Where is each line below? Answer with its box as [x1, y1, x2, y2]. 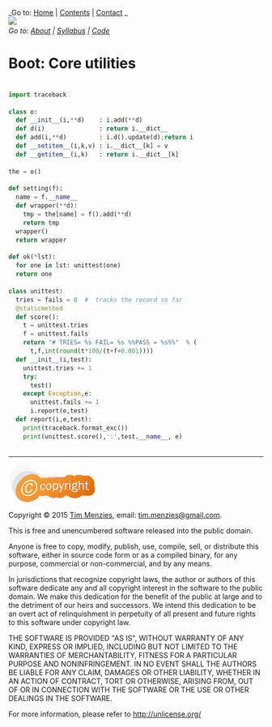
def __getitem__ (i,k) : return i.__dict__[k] [15, 150, 180, 158]
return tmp [23, 219, 60, 227]
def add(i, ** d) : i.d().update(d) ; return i [15, 134, 194, 142]
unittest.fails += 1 [29, 398, 100, 407]
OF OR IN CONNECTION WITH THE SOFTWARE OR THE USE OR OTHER [8, 685, 249, 695]
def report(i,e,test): [15, 416, 92, 424]
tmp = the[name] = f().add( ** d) [23, 211, 132, 219]
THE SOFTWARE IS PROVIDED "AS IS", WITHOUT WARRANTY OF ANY [8, 633, 244, 643]
